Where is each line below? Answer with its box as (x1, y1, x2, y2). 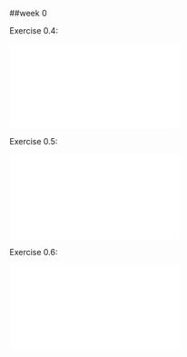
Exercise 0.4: (9, 25, 59, 35)
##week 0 (9, 8, 47, 18)
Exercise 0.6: (9, 247, 58, 257)
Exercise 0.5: (9, 136, 58, 146)
